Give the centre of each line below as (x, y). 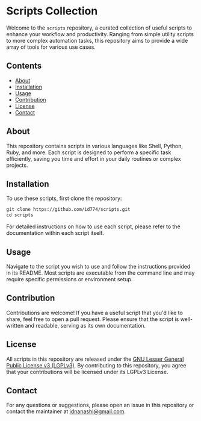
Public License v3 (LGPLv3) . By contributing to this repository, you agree (96, 365)
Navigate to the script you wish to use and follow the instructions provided (98, 266)
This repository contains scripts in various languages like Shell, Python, (95, 146)
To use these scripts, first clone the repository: (64, 198)
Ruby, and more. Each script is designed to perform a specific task (89, 152)
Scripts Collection (52, 11)
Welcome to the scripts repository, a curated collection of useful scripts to (99, 28)
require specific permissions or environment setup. (70, 279)
